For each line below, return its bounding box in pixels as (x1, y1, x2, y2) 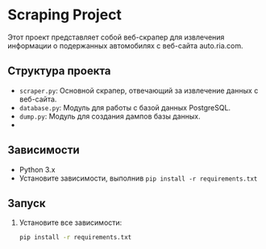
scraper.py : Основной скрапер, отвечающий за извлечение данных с (19, 85, 259, 95)
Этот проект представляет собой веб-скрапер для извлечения (7, 32, 225, 42)
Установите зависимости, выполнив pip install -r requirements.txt (19, 173, 258, 183)
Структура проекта (7, 64, 111, 78)
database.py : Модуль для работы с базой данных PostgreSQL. (19, 102, 231, 112)
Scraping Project (7, 6, 123, 24)
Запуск (7, 196, 46, 210)
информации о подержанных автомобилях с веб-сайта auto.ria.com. (7, 40, 243, 50)
